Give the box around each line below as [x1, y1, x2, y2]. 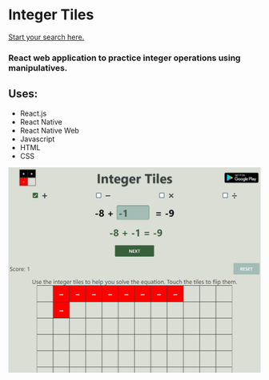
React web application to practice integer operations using [8, 52, 241, 63]
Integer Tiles [8, 6, 94, 24]
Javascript [19, 134, 55, 144]
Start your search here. [8, 32, 85, 42]
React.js [19, 108, 47, 118]
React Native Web [19, 125, 80, 135]
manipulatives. [8, 62, 68, 73]
